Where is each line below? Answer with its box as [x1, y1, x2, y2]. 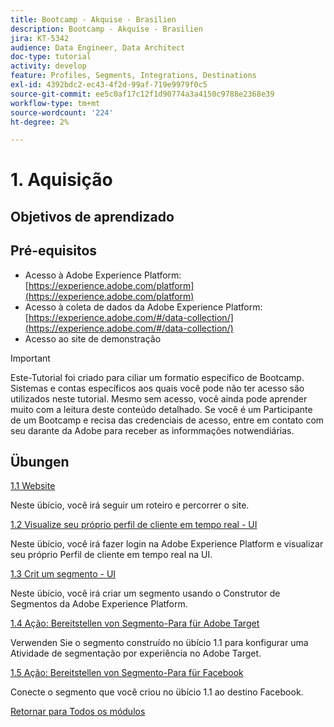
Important [10, 352, 51, 364]
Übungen [10, 454, 70, 471]
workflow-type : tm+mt [10, 98, 101, 108]
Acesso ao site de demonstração [24, 332, 162, 345]
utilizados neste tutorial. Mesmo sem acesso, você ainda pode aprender [10, 392, 308, 405]
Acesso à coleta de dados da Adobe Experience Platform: [24, 301, 263, 313]
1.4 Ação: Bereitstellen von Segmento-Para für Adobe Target [10, 617, 260, 630]
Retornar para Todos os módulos [10, 706, 146, 718]
